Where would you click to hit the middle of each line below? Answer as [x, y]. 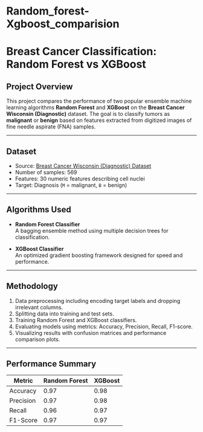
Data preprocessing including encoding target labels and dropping [98, 300]
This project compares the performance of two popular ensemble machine [99, 101]
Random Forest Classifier [47, 224]
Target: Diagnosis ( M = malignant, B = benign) [71, 185]
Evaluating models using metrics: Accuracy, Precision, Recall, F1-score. [104, 326]
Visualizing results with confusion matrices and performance [91, 332]
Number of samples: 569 [46, 172]
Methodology [32, 286]
